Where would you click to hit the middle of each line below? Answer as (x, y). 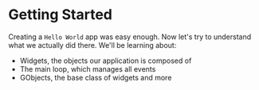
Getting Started (61, 15)
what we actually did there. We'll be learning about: (92, 45)
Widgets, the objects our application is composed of (106, 61)
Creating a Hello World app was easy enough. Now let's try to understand (130, 37)
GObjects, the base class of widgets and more (96, 77)
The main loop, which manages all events (88, 68)
